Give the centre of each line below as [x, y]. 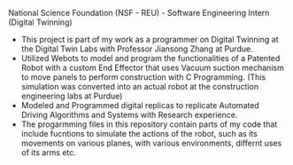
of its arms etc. [49, 153]
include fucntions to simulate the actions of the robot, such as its [139, 134]
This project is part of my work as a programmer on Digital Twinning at [150, 39]
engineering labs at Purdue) [72, 96]
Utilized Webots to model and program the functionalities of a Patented [150, 58]
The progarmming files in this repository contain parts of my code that [149, 124]
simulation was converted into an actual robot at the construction [139, 86]
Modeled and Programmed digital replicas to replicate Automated [140, 105]
